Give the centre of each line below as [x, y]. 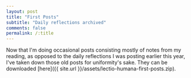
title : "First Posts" [33, 17]
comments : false [26, 28]
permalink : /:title [30, 33]
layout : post [22, 11]
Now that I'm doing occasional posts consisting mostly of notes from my [94, 50]
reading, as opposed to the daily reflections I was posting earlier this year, [95, 56]
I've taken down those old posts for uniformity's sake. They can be [87, 63]
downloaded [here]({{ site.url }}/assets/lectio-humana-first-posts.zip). [91, 69]
